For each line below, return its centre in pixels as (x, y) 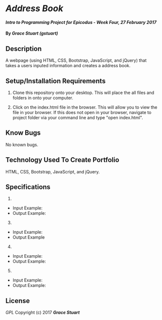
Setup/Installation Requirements (56, 81)
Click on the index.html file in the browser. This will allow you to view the (85, 107)
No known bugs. (22, 145)
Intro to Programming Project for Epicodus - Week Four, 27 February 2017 (81, 22)
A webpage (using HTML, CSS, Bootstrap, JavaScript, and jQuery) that (76, 60)
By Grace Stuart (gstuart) (32, 33)
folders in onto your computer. (43, 98)
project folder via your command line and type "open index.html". (78, 118)
